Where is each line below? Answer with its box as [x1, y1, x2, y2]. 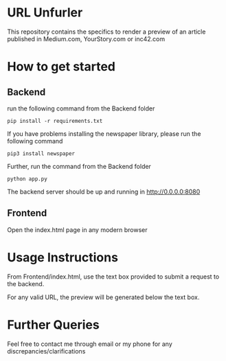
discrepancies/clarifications [7, 347, 86, 355]
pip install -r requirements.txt [7, 117, 103, 124]
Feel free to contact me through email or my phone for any [7, 340, 173, 348]
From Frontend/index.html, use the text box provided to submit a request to [7, 272, 220, 281]
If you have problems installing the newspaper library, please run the [7, 129, 201, 138]
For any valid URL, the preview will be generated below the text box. [7, 293, 200, 301]
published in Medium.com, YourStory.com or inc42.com [7, 34, 166, 43]
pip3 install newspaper [7, 150, 76, 157]
